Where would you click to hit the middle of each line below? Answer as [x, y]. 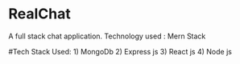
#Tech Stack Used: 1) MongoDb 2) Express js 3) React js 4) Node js [120, 51]
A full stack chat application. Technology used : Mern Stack [107, 36]
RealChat [39, 14]
